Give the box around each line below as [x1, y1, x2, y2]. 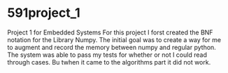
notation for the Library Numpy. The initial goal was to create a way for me [7, 35, 222, 44]
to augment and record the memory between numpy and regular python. [7, 43, 217, 51]
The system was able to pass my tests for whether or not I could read [7, 51, 208, 59]
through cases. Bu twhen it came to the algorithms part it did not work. [7, 58, 211, 66]
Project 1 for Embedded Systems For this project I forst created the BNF [7, 28, 213, 36]
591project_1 [7, 5, 80, 21]
